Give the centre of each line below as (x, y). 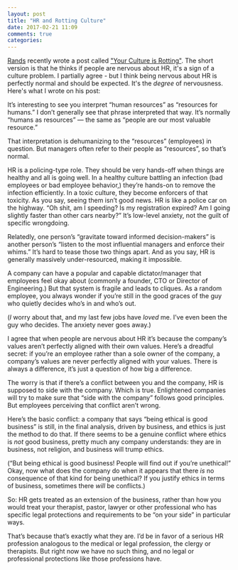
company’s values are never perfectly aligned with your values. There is (113, 361)
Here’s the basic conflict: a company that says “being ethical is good (108, 419)
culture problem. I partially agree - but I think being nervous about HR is (113, 76)
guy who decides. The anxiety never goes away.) (79, 325)
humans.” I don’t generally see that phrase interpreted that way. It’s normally (119, 112)
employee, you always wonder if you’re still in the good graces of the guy (115, 296)
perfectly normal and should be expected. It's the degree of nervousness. (115, 83)
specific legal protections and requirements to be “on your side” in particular (119, 515)
